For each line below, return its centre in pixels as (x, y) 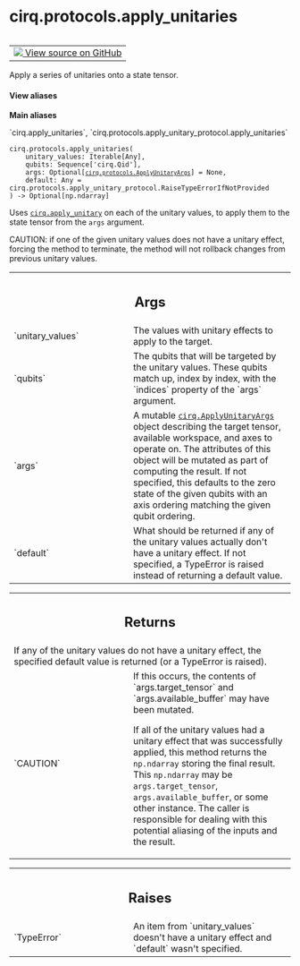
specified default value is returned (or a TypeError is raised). (141, 662)
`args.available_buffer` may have (201, 698)
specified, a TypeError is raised (199, 564)
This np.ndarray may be (183, 774)
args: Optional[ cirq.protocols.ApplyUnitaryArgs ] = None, (126, 173)
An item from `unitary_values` (194, 926)
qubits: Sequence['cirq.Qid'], (83, 165)
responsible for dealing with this (200, 819)
